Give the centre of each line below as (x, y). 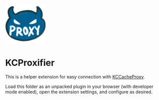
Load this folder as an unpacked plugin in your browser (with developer (79, 86)
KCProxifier (30, 63)
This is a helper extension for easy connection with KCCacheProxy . (75, 76)
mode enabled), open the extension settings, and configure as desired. (79, 91)
